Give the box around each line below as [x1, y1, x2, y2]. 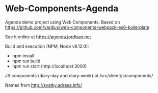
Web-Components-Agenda [5, 3, 119, 14]
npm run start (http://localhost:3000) [12, 63, 87, 69]
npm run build [12, 58, 41, 64]
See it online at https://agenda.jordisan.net [5, 34, 91, 40]
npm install [12, 52, 35, 59]
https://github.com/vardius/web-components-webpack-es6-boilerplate [5, 24, 150, 30]
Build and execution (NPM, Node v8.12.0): [5, 43, 89, 49]
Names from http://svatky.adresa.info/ [5, 82, 82, 88]
